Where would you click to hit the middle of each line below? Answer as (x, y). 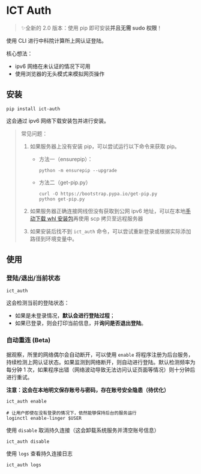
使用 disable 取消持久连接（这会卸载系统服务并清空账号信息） (83, 430)
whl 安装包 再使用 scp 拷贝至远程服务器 (95, 218)
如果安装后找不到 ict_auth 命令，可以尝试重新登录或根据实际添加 (110, 231)
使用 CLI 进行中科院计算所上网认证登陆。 (56, 40)
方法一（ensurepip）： (66, 159)
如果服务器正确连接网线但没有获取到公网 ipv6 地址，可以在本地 (108, 211)
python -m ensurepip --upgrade (78, 170)
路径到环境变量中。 (54, 239)
